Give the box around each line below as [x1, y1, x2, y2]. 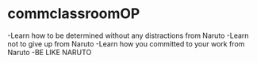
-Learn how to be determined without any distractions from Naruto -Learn [7, 31, 249, 40]
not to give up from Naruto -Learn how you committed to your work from [7, 39, 245, 48]
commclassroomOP [7, 5, 140, 23]
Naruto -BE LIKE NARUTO [7, 47, 92, 57]
